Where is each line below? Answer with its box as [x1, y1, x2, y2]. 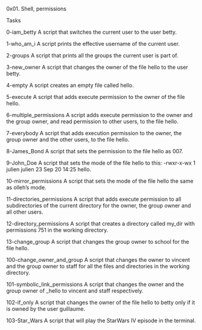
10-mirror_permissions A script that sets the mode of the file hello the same [6, 177, 194, 185]
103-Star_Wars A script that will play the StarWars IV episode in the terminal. [6, 317, 196, 324]
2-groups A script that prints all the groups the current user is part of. [6, 52, 179, 59]
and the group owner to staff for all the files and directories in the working [6, 262, 190, 270]
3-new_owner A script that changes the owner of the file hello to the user [6, 63, 189, 71]
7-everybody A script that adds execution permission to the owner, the [6, 130, 182, 136]
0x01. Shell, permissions [6, 5, 67, 12]
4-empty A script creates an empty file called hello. [6, 81, 134, 89]
